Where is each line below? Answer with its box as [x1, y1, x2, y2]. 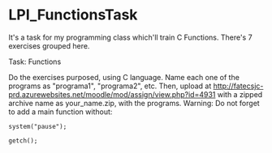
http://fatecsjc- [213, 81, 264, 91]
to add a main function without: [8, 107, 113, 117]
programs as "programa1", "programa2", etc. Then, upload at [8, 81, 212, 91]
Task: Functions [8, 57, 62, 66]
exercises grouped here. [8, 40, 90, 50]
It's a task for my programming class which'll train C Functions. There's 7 [8, 32, 253, 42]
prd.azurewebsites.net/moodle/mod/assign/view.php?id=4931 [8, 89, 216, 99]
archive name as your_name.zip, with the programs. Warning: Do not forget [8, 98, 260, 108]
